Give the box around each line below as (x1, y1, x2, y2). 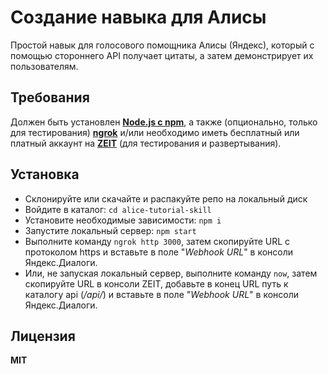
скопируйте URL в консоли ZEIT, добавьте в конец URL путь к (24, 277, 289, 290)
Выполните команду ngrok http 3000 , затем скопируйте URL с (24, 235, 291, 247)
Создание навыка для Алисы (10, 6, 267, 29)
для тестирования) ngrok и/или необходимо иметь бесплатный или (10, 126, 300, 138)
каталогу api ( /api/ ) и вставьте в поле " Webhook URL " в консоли (24, 288, 300, 300)
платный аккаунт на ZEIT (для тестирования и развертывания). (10, 137, 282, 149)
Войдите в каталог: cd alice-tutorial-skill (24, 203, 212, 215)
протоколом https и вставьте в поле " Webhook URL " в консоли (24, 246, 294, 258)
